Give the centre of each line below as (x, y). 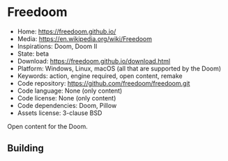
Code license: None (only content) (67, 98)
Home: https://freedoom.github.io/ (67, 31)
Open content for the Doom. (48, 126)
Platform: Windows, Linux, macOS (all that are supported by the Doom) (119, 68)
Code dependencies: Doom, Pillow (67, 105)
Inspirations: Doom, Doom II (57, 46)
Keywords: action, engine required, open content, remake (100, 76)
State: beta (33, 54)
